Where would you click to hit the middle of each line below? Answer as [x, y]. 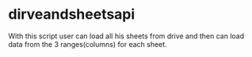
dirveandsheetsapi [72, 14]
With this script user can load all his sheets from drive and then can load [126, 36]
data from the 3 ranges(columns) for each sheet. [88, 44]
